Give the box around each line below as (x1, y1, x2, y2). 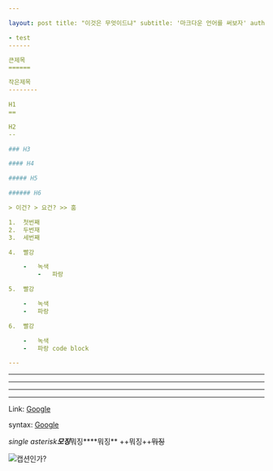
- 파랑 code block (23, 344, 89, 352)
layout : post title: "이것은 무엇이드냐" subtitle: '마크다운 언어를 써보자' (8, 19, 247, 27)
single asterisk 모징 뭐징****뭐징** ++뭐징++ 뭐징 (8, 437, 165, 447)
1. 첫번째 (8, 218, 41, 226)
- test (8, 33, 31, 41)
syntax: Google (8, 420, 59, 430)
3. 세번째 (8, 233, 41, 242)
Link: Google (8, 404, 51, 414)
